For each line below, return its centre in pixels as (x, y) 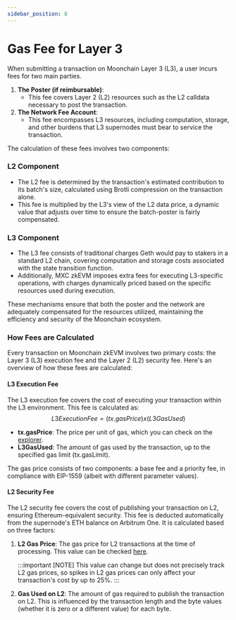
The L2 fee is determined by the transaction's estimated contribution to (121, 181)
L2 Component (33, 167)
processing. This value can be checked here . (83, 551)
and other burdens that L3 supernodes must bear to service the (120, 127)
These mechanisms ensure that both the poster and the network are (106, 304)
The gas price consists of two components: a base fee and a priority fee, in (116, 468)
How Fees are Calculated (51, 338)
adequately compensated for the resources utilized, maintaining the (105, 312)
